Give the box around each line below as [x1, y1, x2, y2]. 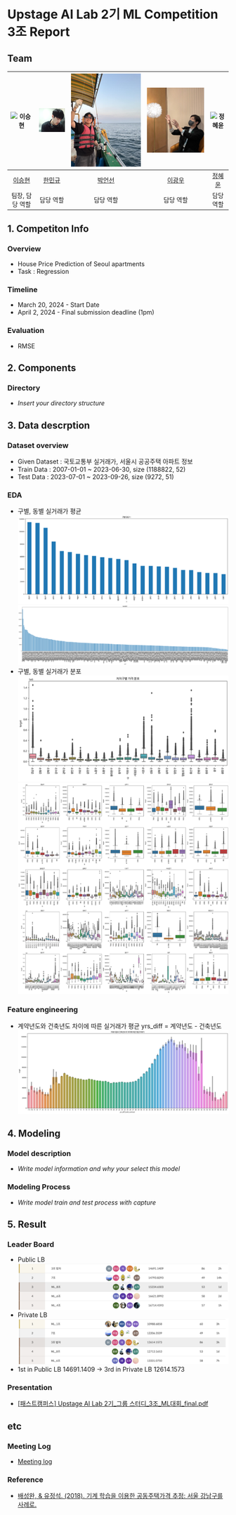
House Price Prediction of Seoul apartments [17, 260, 145, 268]
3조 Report [7, 24, 70, 40]
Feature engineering [7, 1005, 79, 1015]
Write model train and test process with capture [17, 1198, 157, 1207]
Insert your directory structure [17, 399, 105, 407]
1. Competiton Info [7, 223, 89, 235]
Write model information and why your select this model [17, 1165, 181, 1173]
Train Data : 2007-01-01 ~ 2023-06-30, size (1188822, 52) [17, 465, 186, 474]
